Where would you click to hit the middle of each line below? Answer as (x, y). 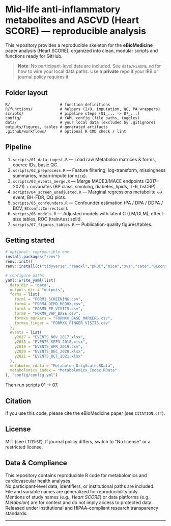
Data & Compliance (36, 463)
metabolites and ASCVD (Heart (72, 20)
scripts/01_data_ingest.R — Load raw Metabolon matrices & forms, (84, 159)
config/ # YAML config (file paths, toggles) (73, 118)
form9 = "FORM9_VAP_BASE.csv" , (48, 313)
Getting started (30, 240)
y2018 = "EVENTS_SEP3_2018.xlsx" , (51, 342)
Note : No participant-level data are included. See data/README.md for (89, 66)
